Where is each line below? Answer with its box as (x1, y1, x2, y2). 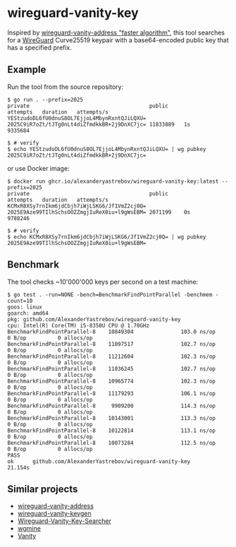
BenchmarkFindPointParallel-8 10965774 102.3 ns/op (7, 378, 216, 385)
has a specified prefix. (7, 43, 73, 52)
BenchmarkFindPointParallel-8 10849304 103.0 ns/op (7, 328, 216, 335)
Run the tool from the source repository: (7, 83, 124, 91)
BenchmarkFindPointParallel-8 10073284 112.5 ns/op (7, 439, 216, 446)
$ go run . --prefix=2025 (7, 96, 83, 103)
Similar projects (7, 483, 78, 495)
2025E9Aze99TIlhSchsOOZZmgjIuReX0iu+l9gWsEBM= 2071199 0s (7, 208, 191, 216)
